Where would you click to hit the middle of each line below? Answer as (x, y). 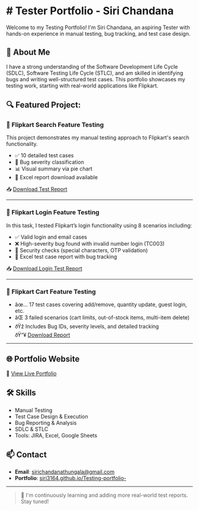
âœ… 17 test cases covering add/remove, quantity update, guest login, (101, 304)
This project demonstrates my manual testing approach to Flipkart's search (98, 138)
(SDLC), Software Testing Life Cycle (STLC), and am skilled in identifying (95, 73)
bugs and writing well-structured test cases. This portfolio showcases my (96, 79)
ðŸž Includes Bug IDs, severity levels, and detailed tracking (87, 326)
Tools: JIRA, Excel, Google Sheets (56, 435)
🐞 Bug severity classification (49, 162)
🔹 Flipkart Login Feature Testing (53, 212)
